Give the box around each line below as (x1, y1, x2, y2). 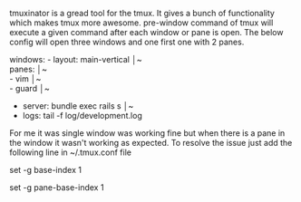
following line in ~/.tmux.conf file (9, 147, 131, 158)
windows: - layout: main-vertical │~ (9, 54, 142, 64)
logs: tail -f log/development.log (22, 111, 142, 120)
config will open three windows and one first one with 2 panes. (9, 36, 245, 47)
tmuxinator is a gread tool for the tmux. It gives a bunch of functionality (9, 8, 275, 18)
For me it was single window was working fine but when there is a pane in (9, 128, 286, 139)
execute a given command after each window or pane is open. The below (9, 27, 284, 37)
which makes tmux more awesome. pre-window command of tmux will (9, 17, 274, 28)
